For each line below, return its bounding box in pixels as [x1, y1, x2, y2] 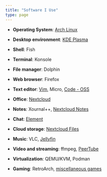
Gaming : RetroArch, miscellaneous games [12, 165, 102, 172]
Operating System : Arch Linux [12, 26, 78, 32]
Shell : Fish [12, 46, 35, 52]
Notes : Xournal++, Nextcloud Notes [12, 106, 89, 112]
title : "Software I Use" [5, 7, 58, 13]
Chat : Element [12, 116, 44, 122]
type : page [5, 12, 29, 17]
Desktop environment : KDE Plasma [12, 36, 89, 43]
